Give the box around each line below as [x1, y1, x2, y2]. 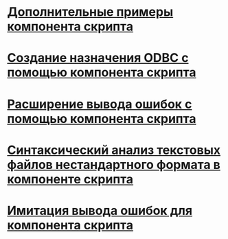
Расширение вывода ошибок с [7, 96, 192, 112]
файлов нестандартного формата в [7, 157, 221, 172]
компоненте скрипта [7, 171, 134, 187]
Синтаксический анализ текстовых [7, 142, 221, 158]
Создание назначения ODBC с [7, 50, 189, 66]
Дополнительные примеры [7, 4, 174, 20]
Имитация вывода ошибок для [7, 203, 193, 218]
